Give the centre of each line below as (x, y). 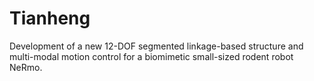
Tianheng (50, 18)
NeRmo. (26, 67)
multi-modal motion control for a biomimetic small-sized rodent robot (151, 56)
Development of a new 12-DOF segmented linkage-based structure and (156, 46)
